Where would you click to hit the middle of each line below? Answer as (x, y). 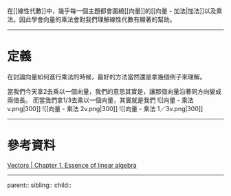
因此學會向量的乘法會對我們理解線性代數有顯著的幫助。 (97, 19)
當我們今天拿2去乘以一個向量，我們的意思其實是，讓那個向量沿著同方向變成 (114, 91)
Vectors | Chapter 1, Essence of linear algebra (72, 165)
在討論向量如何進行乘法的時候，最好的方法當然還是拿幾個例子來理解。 (107, 77)
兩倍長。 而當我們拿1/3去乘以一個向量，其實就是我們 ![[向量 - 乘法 (100, 100)
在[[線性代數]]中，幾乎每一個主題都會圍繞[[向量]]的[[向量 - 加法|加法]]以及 (112, 11)
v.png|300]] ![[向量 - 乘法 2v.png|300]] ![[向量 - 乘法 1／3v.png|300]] (105, 108)
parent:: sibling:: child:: (40, 185)
